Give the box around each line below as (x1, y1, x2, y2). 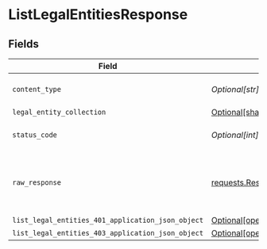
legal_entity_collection (12, 108, 106, 117)
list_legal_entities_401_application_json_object (12, 216, 204, 224)
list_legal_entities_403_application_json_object (12, 228, 204, 237)
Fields (8, 37, 40, 51)
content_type (12, 85, 62, 94)
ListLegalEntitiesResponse (8, 6, 188, 24)
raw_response (12, 178, 62, 187)
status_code (12, 131, 58, 140)
